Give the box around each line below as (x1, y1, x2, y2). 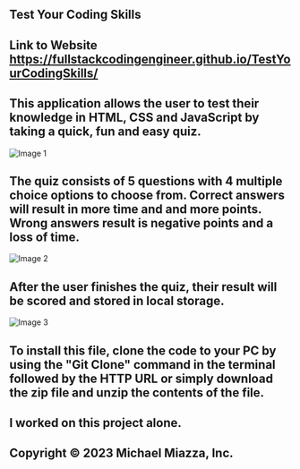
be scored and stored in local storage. (9, 293, 225, 308)
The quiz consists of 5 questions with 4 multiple (9, 174, 283, 189)
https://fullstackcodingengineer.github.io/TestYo (9, 51, 291, 66)
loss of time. (9, 229, 81, 244)
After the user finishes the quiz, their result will (9, 279, 278, 294)
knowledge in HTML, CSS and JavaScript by (9, 110, 260, 125)
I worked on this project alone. (9, 415, 182, 431)
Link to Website (9, 38, 99, 53)
